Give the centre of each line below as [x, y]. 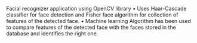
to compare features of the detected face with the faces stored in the [91, 27]
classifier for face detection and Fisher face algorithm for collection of [92, 15]
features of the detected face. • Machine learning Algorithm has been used [98, 21]
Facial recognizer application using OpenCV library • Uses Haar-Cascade [96, 9]
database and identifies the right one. [52, 34]
